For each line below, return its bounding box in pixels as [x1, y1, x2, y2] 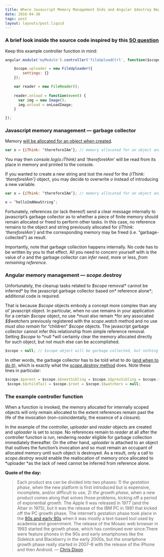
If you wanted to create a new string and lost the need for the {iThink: [5, 171, 145, 177]
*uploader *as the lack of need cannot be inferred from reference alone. [5, 460, 150, 466]
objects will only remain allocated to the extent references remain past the [5, 410, 154, 415]
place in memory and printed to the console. [5, 162, 94, 167]
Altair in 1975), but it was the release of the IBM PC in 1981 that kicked [17, 505, 157, 511]
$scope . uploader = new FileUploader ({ [14, 66, 93, 71]
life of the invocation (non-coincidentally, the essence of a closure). [5, 414, 142, 420]
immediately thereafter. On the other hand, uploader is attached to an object [5, 440, 158, 446]
